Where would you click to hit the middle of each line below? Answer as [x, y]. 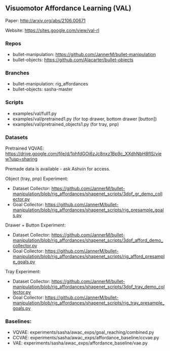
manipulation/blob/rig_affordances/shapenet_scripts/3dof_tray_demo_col [89, 287]
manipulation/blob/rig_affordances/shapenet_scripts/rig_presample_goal [88, 210]
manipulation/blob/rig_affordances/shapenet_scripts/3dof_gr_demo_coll [88, 194]
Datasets [16, 137]
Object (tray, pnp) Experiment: [37, 179]
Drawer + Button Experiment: [35, 225]
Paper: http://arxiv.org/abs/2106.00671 [46, 20]
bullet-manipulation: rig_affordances [50, 84]
